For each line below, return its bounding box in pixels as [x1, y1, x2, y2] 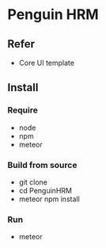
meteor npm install [18, 194, 80, 204]
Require [7, 105, 39, 116]
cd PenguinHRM [18, 185, 73, 195]
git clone [18, 177, 48, 187]
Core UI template [18, 58, 74, 67]
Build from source [7, 159, 78, 170]
